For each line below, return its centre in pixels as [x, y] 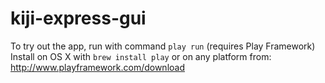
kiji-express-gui [78, 18]
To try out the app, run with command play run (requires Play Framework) [163, 46]
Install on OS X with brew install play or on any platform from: [141, 56]
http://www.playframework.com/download [97, 67]
